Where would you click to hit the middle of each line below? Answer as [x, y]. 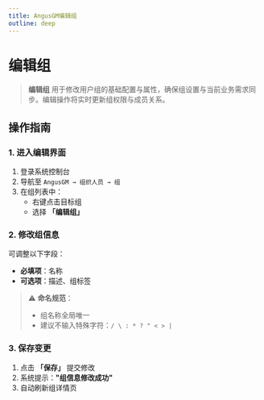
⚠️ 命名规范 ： [51, 298]
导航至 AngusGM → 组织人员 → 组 [70, 181]
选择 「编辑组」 [58, 212]
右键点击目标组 [57, 202]
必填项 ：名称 [41, 271]
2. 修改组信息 [34, 235]
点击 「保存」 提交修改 [57, 367]
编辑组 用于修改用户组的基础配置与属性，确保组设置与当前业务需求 [138, 90]
